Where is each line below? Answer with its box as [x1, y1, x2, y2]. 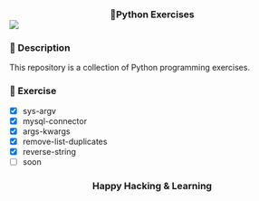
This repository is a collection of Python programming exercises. [9, 62, 251, 73]
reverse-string [22, 146, 77, 157]
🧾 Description [9, 41, 71, 53]
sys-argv [22, 105, 57, 116]
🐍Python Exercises [110, 8, 195, 21]
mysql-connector [22, 115, 88, 126]
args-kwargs [22, 126, 71, 137]
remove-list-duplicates [22, 136, 108, 147]
